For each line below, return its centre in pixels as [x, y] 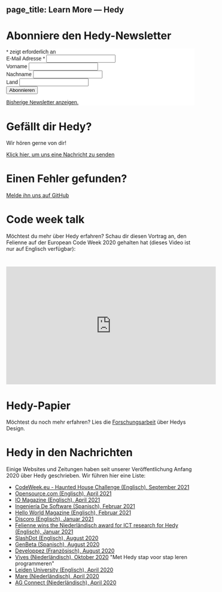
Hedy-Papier [38, 406]
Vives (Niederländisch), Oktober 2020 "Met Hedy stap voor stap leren [101, 557]
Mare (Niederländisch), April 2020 [57, 576]
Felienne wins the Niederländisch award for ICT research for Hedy [96, 526]
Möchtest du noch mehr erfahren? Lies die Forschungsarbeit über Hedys [96, 422]
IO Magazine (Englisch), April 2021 [57, 500]
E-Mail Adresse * [26, 59]
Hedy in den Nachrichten [69, 453]
